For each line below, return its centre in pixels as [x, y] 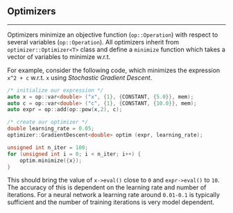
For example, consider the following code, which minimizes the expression [114, 70]
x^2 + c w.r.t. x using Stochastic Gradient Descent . [80, 77]
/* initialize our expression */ [55, 90]
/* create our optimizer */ [48, 122]
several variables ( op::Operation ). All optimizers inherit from [93, 42]
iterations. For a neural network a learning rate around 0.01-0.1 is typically [114, 195]
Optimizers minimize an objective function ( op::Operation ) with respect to [113, 35]
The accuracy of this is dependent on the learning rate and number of [107, 187]
